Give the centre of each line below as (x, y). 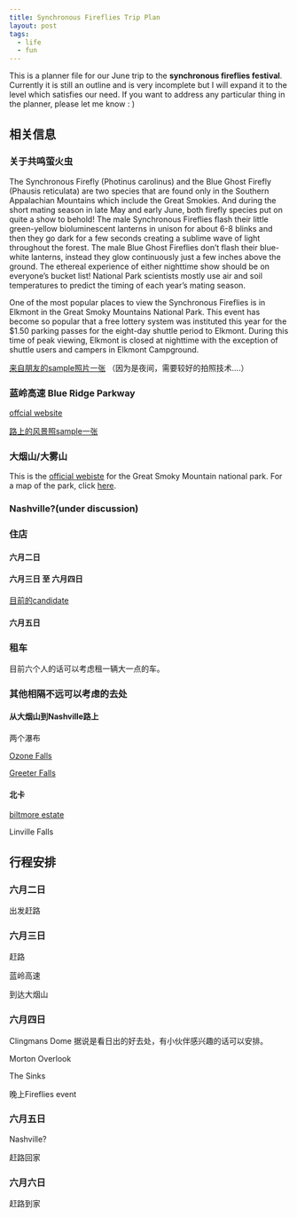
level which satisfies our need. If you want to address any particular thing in (147, 95)
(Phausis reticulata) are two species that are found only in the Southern (139, 191)
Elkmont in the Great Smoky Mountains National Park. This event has (135, 312)
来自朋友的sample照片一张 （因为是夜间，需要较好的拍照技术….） (129, 367)
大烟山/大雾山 (39, 456)
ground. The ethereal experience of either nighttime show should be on (140, 266)
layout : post (33, 26)
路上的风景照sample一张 (54, 431)
